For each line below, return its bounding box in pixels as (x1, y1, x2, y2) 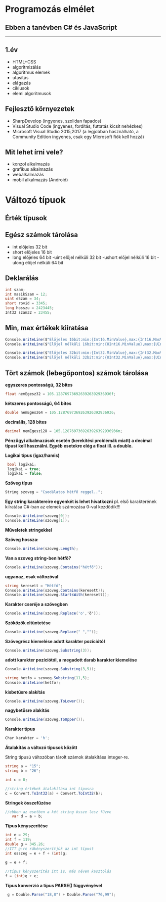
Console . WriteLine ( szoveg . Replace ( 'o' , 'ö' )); (5, 611, 100, 616)
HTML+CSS (12, 58, 37, 65)
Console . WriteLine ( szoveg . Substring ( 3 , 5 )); (5, 666, 96, 671)
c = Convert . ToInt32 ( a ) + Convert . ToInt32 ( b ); (5, 791, 103, 796)
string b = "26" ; (5, 768, 41, 773)
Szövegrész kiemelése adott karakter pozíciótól (5, 639, 105, 645)
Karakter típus (5, 726, 36, 732)
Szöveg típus (5, 480, 33, 486)
